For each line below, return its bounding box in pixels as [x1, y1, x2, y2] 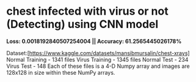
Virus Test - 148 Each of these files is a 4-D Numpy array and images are [6, 62, 191, 70]
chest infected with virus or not [6, 4, 169, 18]
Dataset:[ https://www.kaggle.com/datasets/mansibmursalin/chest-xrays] [6, 49, 191, 56]
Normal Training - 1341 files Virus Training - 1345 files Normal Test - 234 [6, 56, 189, 63]
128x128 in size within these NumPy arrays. [6, 69, 115, 76]
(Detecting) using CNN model [6, 17, 159, 31]
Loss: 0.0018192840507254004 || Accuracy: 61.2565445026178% [6, 37, 182, 45]
